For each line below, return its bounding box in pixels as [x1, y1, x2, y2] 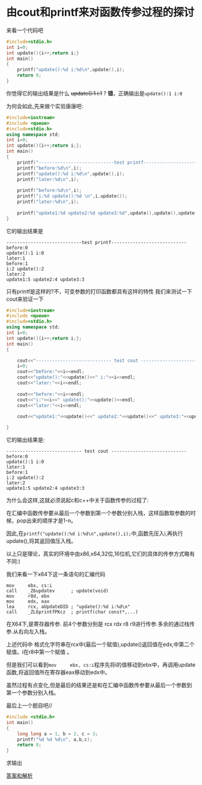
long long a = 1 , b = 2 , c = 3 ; [17, 731, 98, 737]
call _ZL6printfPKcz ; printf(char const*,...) [6, 609, 138, 615]
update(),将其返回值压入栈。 [6, 537, 77, 545]
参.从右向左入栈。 [6, 628, 50, 635]
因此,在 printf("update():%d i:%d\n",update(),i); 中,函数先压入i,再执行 [6, 530, 183, 537]
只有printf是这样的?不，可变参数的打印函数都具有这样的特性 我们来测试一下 [6, 287, 192, 295]
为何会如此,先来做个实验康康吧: [6, 102, 84, 109]
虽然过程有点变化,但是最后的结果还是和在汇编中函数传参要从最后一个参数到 [6, 682, 192, 689]
